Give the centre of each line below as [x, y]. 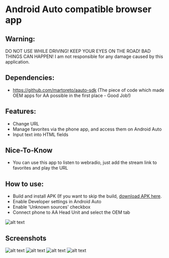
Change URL [26, 123]
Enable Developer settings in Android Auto [57, 202]
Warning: [20, 39]
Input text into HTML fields [40, 134]
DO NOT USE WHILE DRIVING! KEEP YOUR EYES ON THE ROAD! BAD [78, 51]
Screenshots [26, 238]
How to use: [25, 184]
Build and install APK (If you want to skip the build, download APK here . [87, 196]
